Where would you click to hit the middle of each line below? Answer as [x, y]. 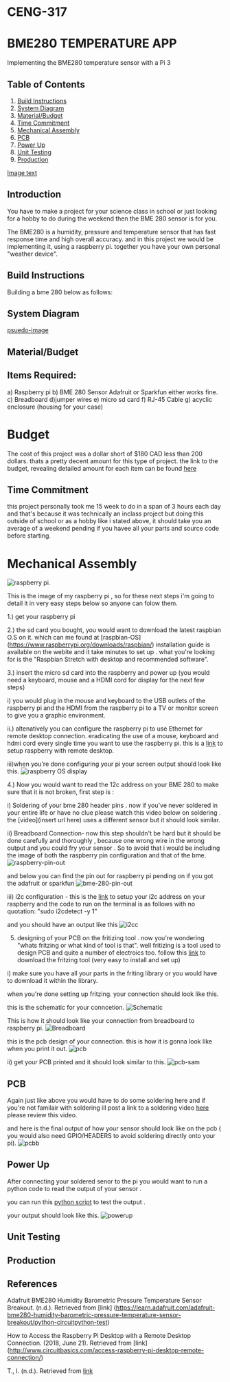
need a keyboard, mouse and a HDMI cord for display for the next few [106, 680]
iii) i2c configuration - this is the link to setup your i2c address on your [106, 897]
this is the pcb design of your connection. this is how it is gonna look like [110, 1041]
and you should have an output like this [62, 925]
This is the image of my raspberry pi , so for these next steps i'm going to [111, 596]
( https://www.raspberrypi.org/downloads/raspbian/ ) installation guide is [109, 644]
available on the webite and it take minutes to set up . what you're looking [111, 652]
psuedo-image [28, 330]
